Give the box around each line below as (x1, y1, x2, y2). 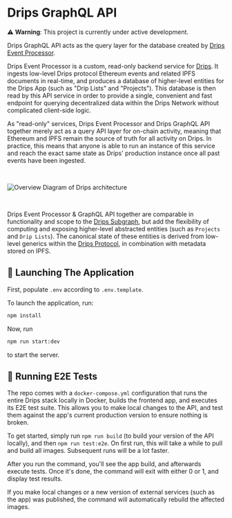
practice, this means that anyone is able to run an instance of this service (7, 141, 215, 150)
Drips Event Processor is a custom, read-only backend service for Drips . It (7, 62, 219, 70)
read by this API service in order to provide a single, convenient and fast (7, 91, 213, 100)
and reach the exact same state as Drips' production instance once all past (7, 149, 220, 157)
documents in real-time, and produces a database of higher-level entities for (7, 76, 224, 84)
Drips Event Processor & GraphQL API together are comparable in (7, 210, 194, 218)
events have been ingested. (7, 156, 86, 164)
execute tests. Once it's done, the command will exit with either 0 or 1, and (7, 467, 219, 476)
